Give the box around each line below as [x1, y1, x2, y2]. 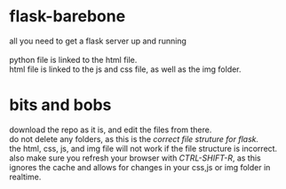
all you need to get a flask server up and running [9, 35, 187, 46]
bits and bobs [9, 95, 112, 115]
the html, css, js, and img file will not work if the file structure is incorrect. [9, 143, 278, 154]
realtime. [9, 171, 42, 182]
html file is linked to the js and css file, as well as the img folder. [9, 64, 242, 75]
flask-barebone [9, 6, 126, 27]
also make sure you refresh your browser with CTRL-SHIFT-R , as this [9, 153, 262, 163]
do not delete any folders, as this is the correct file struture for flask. [9, 133, 259, 144]
